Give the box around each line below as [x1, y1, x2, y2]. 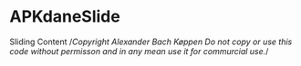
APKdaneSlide [9, 6, 120, 27]
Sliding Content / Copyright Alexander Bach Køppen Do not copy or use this [9, 36, 293, 47]
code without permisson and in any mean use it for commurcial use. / [9, 45, 269, 56]
